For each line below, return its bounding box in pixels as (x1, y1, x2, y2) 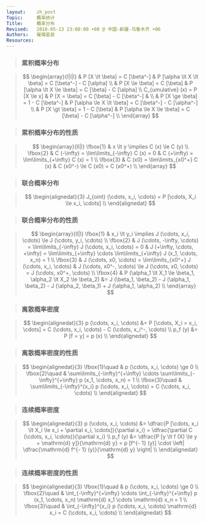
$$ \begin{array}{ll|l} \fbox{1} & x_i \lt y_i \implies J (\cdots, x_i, (31, 230, 190, 237)
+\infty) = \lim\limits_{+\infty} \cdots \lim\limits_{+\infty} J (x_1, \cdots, (23, 250, 198, 257)
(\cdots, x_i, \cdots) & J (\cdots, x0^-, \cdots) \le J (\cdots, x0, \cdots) (22, 263, 199, 270)
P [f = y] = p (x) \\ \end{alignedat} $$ (64, 332, 157, 340)
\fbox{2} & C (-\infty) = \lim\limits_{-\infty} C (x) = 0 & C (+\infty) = (27, 149, 194, 157)
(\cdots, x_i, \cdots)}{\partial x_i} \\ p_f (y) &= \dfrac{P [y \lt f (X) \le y (23, 433, 198, 441)
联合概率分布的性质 (21, 215, 78, 224)
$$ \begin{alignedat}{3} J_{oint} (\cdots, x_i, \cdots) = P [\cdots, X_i (24, 193, 196, 200)
